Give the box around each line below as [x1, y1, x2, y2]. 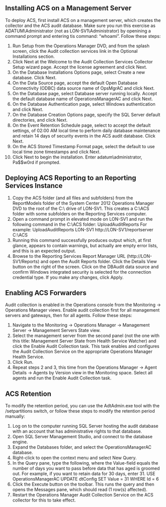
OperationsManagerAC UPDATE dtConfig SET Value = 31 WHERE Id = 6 [12, 476, 159, 482]
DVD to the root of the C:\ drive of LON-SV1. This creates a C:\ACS [12, 205, 150, 211]
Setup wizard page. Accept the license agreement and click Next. [12, 64, 148, 70]
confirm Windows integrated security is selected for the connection [12, 269, 152, 275]
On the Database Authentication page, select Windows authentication [12, 101, 156, 107]
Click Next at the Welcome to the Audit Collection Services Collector [12, 58, 153, 64]
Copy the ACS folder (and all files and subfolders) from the [12, 194, 133, 201]
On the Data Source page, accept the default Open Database [12, 80, 138, 86]
